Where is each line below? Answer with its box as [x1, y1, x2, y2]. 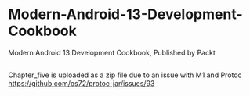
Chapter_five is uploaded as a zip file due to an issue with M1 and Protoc [8, 70, 242, 80]
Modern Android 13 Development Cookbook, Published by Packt [8, 48, 216, 57]
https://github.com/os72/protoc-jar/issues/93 [8, 79, 155, 88]
